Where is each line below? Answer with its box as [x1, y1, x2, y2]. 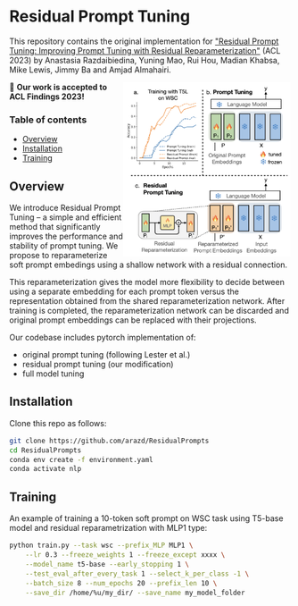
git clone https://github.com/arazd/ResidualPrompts [9, 436, 210, 445]
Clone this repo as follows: [9, 417, 107, 428]
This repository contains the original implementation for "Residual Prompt [9, 36, 279, 46]
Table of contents [9, 114, 87, 126]
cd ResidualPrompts [9, 445, 82, 455]
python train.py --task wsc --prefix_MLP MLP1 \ [9, 541, 194, 551]
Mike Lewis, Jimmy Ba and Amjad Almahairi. [9, 64, 171, 75]
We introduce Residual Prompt [9, 203, 121, 214]
